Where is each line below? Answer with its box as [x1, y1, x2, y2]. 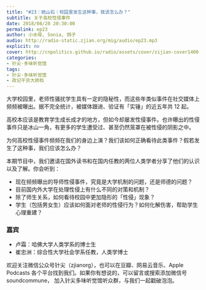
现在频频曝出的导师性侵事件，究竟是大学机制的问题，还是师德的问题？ [15, 178, 193, 186]
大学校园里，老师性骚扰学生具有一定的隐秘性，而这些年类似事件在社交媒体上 [6, 95, 200, 103]
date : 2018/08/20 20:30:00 [6, 20, 75, 26]
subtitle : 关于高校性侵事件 [6, 15, 71, 21]
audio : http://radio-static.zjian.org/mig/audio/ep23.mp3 [6, 37, 158, 44]
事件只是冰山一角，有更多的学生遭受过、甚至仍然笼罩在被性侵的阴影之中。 [6, 123, 194, 131]
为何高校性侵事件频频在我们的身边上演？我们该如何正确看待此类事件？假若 [6, 136, 194, 144]
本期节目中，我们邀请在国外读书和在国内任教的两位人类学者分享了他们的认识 [6, 157, 200, 165]
